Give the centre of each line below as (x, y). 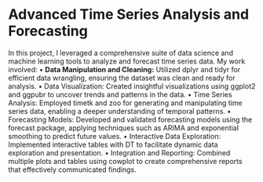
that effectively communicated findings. (73, 169)
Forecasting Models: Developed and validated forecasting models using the (130, 119)
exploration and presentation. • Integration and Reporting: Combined (119, 153)
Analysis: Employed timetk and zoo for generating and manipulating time (125, 103)
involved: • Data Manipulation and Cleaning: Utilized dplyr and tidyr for (124, 69)
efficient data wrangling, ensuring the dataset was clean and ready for (122, 78)
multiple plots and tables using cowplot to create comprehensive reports (125, 161)
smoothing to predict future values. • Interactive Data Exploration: (115, 136)
